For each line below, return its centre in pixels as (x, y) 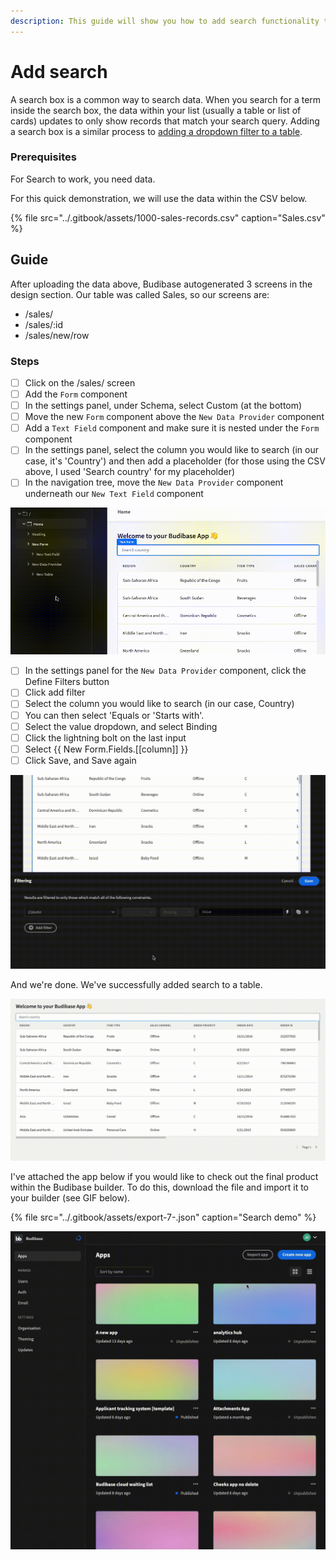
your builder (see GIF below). (70, 1197)
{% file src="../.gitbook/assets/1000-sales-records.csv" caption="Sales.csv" (168, 217)
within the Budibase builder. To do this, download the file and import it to (160, 1187)
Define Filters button (67, 682)
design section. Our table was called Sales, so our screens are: (140, 294)
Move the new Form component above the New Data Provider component (174, 417)
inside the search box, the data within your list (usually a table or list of (156, 110)
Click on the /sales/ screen (80, 382)
